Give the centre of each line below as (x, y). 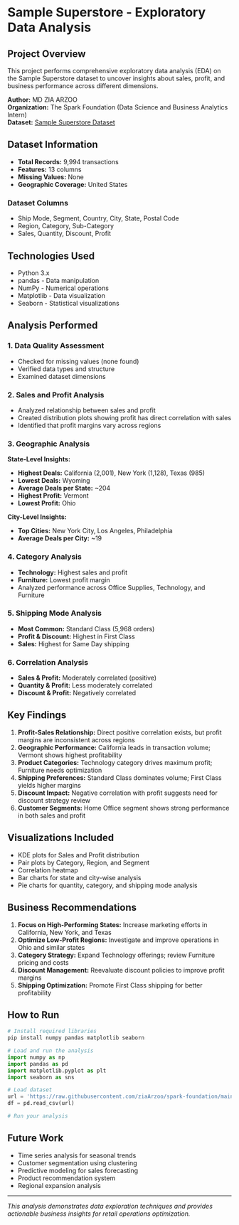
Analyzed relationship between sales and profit (86, 410)
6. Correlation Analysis (48, 662)
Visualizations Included (61, 838)
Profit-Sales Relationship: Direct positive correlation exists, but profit (119, 732)
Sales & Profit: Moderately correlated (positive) (87, 678)
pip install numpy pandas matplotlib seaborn (76, 1038)
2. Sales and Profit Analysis (56, 395)
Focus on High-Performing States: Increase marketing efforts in (112, 924)
